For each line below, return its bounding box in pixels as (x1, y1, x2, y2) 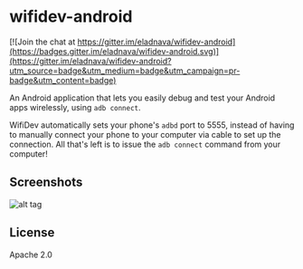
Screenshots (9, 175, 83, 190)
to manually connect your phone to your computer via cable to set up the (9, 129, 282, 139)
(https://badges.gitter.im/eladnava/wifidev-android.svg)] (9, 45, 220, 56)
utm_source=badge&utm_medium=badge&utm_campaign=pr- (9, 65, 241, 76)
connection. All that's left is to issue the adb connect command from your (9, 139, 281, 149)
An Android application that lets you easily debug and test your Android (9, 92, 276, 103)
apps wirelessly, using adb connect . (9, 101, 142, 112)
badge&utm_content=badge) (9, 74, 117, 85)
